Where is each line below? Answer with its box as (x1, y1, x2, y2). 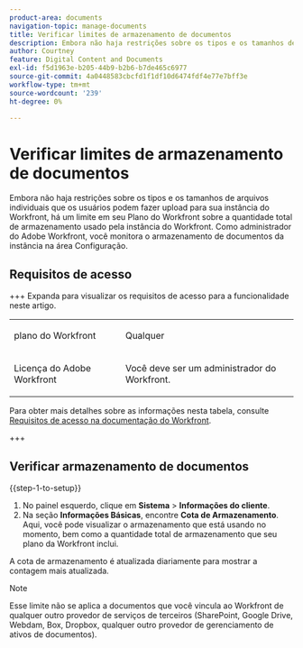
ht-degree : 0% (9, 96, 63, 106)
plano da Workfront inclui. (22, 538, 119, 549)
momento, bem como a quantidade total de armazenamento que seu (22, 528, 278, 539)
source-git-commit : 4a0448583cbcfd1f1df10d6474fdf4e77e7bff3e (9, 72, 248, 81)
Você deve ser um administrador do (124, 362, 277, 375)
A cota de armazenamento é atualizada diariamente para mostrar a (9, 555, 258, 566)
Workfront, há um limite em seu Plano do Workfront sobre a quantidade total (9, 212, 293, 223)
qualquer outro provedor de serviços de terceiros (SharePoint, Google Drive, (9, 609, 293, 620)
